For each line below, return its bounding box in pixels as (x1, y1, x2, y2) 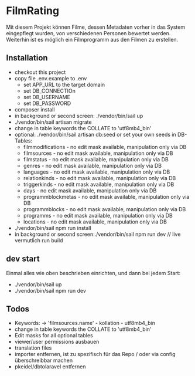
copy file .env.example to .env (14, 74, 87, 82)
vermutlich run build (14, 236, 63, 244)
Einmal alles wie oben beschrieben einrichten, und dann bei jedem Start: (6, 269, 181, 276)
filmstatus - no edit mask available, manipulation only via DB (23, 155, 169, 162)
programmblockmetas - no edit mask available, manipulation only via (23, 193, 190, 200)
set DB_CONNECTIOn (23, 87, 76, 94)
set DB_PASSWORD (23, 100, 71, 107)
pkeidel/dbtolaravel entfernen (14, 363, 86, 370)
